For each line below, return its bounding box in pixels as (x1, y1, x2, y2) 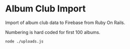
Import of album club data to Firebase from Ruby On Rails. (5, 19, 125, 25)
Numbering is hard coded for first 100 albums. (5, 29, 100, 35)
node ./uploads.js (5, 38, 44, 44)
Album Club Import (5, 3, 86, 14)
